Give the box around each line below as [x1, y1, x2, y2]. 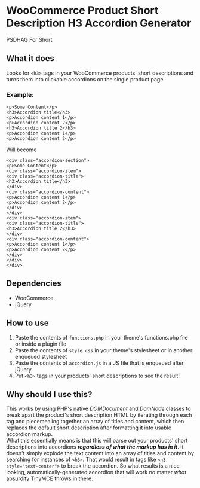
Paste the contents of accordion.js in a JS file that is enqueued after [14, 359, 184, 367]
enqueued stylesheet [14, 353, 67, 360]
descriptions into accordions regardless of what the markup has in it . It [6, 443, 184, 450]
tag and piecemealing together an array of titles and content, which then [6, 418, 184, 425]
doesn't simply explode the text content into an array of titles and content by [6, 450, 195, 457]
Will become [6, 146, 37, 153]
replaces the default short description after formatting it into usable [6, 424, 172, 431]
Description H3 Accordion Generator [6, 16, 192, 30]
